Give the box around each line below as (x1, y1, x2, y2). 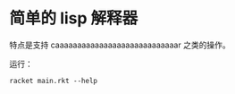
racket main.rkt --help (9, 76, 98, 85)
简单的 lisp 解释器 (9, 8, 138, 29)
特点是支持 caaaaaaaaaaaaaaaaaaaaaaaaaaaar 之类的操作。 (9, 39, 231, 50)
